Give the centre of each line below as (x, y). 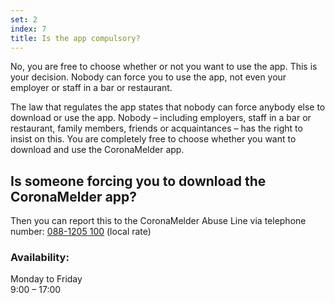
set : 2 (24, 19)
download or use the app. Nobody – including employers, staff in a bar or (161, 118)
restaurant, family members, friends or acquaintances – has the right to (156, 128)
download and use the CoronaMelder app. (97, 150)
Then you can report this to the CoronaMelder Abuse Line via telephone (158, 221)
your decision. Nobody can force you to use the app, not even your (148, 77)
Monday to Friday (46, 279)
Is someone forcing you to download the (138, 181)
